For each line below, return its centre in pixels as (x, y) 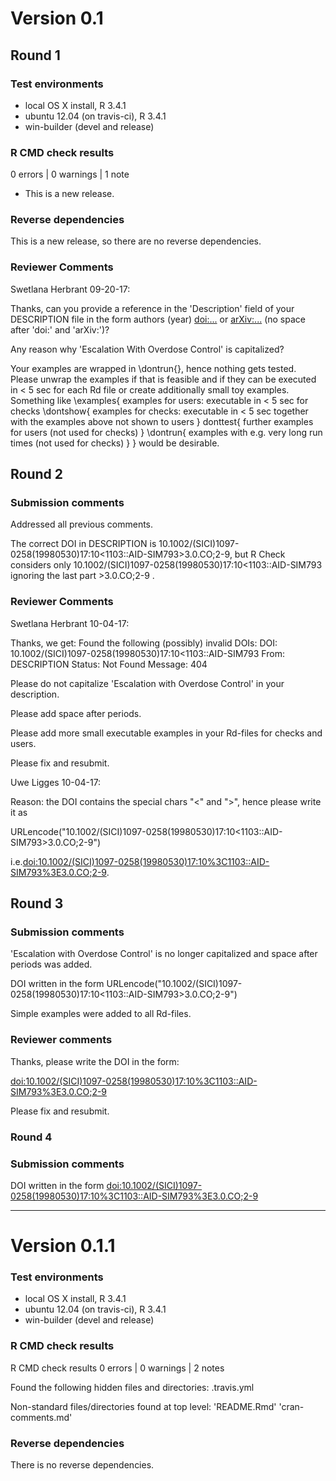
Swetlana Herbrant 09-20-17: (70, 289)
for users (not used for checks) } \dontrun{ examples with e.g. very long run (166, 432)
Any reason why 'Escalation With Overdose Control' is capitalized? (147, 349)
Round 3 (37, 903)
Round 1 (35, 55)
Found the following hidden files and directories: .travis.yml (132, 1387)
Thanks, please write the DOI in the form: (95, 1061)
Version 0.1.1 (63, 1246)
